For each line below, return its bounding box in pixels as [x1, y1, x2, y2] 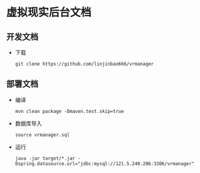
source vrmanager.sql [15, 132, 70, 138]
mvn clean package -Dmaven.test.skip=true [15, 108, 124, 114]
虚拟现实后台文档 [6, 5, 92, 19]
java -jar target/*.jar [15, 155, 76, 161]
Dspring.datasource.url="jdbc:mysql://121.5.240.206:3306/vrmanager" [15, 160, 195, 167]
